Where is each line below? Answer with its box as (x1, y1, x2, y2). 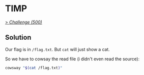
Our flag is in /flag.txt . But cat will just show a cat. (5, 46, 110, 52)
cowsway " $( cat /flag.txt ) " (5, 65, 63, 70)
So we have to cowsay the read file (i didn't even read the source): (5, 56, 140, 62)
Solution (5, 33, 31, 42)
